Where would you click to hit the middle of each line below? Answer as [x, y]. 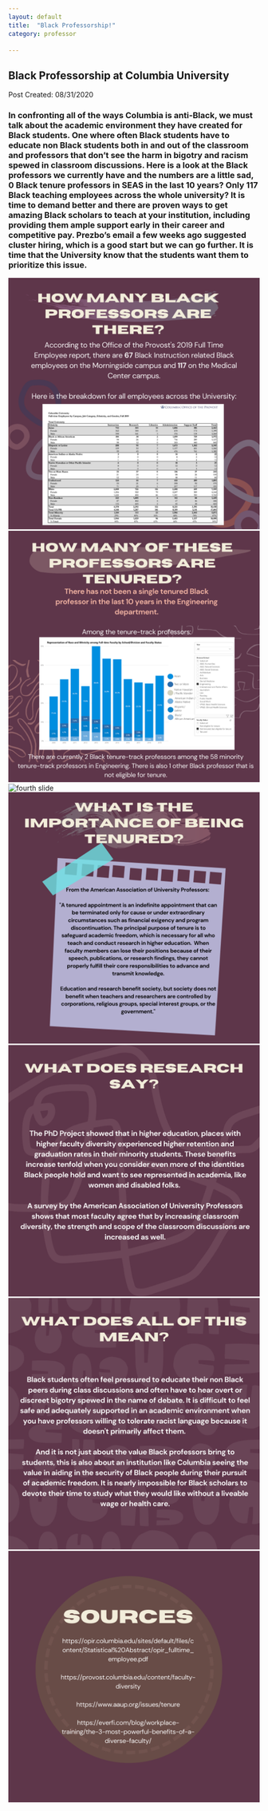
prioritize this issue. [48, 265]
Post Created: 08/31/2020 [51, 95]
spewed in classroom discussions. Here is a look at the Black [128, 165]
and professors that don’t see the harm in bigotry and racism [128, 155]
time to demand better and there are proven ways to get [118, 205]
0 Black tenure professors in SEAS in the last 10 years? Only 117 [133, 185]
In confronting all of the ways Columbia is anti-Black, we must [131, 115]
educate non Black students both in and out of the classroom [128, 145]
